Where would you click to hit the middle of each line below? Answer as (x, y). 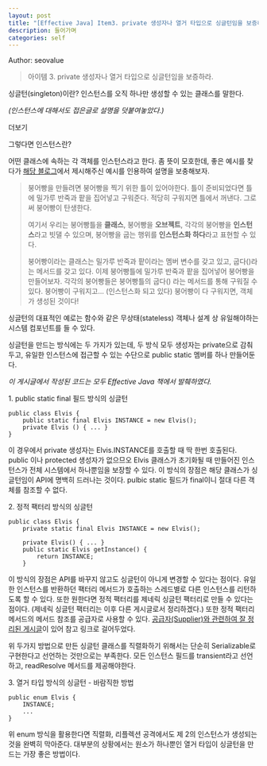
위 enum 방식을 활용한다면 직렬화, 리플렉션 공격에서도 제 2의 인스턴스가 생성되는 (133, 734)
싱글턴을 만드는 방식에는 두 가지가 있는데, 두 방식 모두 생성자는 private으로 (123, 345)
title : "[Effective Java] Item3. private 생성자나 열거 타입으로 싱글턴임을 (126, 23)
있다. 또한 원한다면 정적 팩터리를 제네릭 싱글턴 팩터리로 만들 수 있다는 (147, 599)
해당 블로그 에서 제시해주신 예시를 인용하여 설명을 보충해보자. (116, 171)
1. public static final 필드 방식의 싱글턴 (68, 399)
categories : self (37, 38)
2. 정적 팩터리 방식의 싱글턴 (51, 507)
